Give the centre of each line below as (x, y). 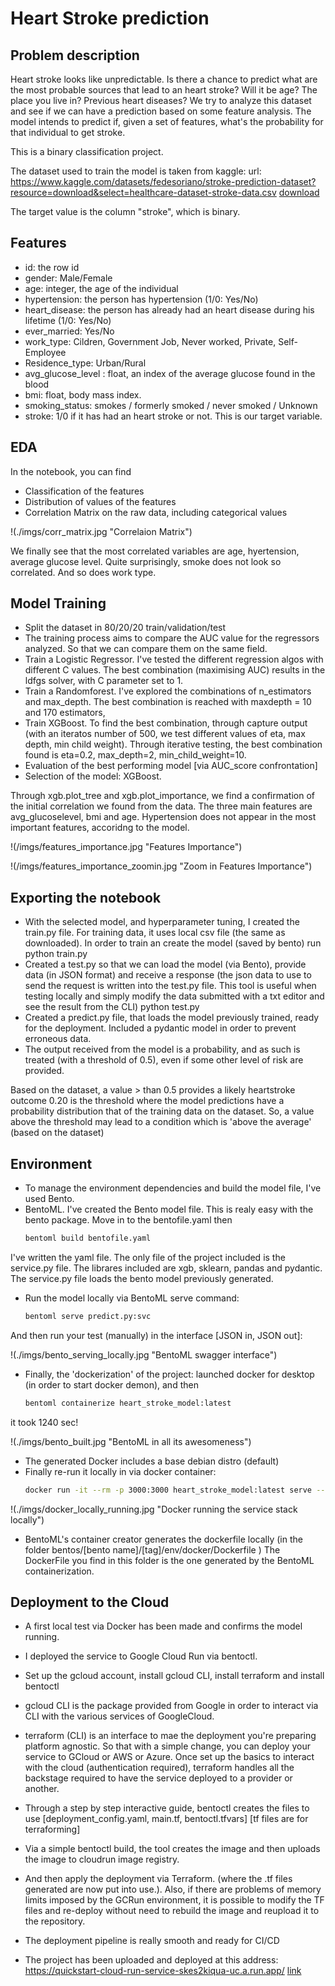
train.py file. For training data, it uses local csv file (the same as (155, 933)
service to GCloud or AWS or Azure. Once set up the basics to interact (169, 1757)
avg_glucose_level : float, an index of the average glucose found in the (170, 373)
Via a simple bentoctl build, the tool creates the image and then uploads (172, 1849)
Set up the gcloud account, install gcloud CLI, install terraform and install (174, 1676)
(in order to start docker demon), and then (111, 1384)
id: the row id (52, 267)
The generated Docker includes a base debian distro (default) (152, 1461)
